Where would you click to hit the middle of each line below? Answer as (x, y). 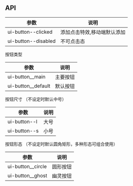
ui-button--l (22, 122)
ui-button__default (29, 86)
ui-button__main (26, 77)
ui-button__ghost (27, 175)
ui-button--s (23, 130)
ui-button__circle (27, 166)
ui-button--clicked (30, 32)
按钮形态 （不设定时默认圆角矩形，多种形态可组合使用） (61, 144)
